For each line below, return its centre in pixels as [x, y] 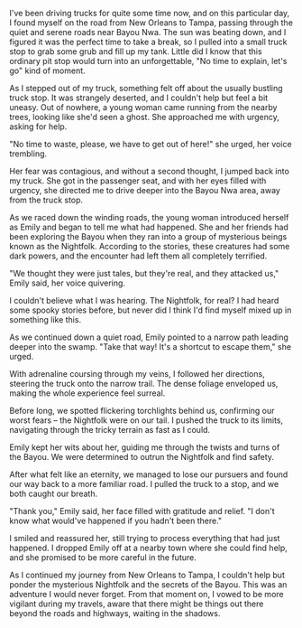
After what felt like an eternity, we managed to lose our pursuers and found [149, 474]
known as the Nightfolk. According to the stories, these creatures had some [150, 246]
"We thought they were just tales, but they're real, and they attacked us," [144, 273]
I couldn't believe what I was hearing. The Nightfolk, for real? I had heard [144, 300]
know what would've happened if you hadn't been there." [116, 520]
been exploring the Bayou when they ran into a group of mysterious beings [148, 237]
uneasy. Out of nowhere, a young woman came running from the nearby [143, 107]
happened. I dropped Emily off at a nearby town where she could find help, [149, 548]
